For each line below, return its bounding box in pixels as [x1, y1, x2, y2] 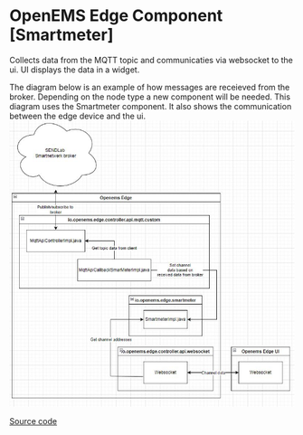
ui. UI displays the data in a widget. [9, 64, 140, 75]
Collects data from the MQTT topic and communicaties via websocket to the [9, 54, 294, 65]
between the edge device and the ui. [9, 110, 147, 121]
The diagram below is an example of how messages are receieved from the [9, 81, 290, 92]
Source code [9, 415, 57, 426]
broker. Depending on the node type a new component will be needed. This [9, 91, 291, 102]
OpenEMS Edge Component [9, 5, 223, 26]
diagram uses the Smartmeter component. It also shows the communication [9, 100, 292, 111]
